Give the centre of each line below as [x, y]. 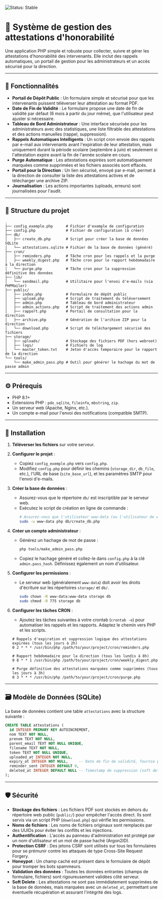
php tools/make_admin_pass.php [51, 549]
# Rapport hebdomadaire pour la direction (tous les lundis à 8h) [81, 656]
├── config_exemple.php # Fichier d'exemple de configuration [75, 226]
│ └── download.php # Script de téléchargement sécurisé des [78, 328]
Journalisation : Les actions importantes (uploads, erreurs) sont [76, 186]
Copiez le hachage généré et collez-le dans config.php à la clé [82, 558]
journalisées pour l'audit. [37, 191]
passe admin [17, 366]
